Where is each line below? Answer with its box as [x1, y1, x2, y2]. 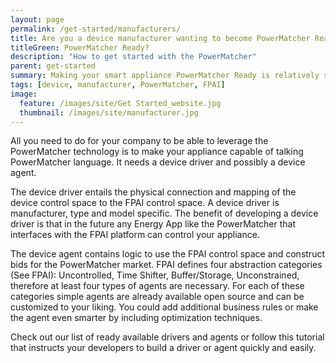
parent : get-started [10, 61, 97, 71]
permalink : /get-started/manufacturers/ [10, 24, 182, 34]
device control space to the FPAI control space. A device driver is [10, 197, 280, 209]
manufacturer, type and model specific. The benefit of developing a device [10, 207, 319, 220]
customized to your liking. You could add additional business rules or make [10, 301, 319, 313]
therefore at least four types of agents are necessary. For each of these [10, 280, 305, 292]
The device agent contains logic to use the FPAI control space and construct [10, 248, 325, 260]
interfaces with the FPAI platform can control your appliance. [10, 229, 260, 241]
